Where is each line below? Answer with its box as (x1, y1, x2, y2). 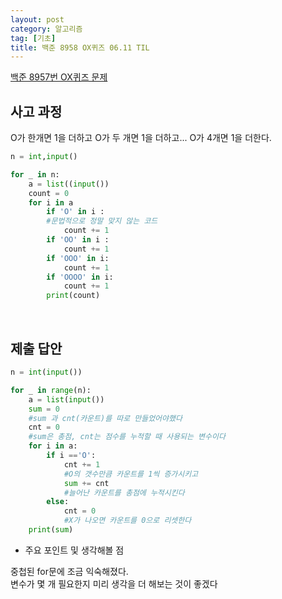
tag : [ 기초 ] (10, 33, 57, 43)
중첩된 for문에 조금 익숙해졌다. (10, 565, 129, 577)
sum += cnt (63, 478, 110, 488)
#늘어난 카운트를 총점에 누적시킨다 (63, 487, 185, 498)
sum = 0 (28, 404, 60, 414)
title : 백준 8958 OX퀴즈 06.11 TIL (10, 42, 150, 53)
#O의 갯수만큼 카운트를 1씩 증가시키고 (63, 469, 199, 479)
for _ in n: (10, 169, 60, 180)
